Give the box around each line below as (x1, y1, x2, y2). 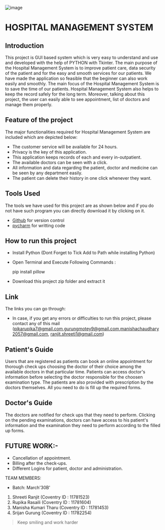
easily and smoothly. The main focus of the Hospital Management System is (5, 81, 159, 86)
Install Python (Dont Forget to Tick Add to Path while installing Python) (12, 250, 155, 256)
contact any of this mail (12, 321, 60, 327)
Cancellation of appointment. (12, 455, 71, 461)
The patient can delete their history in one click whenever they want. (12, 175, 152, 181)
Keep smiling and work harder (17, 519, 78, 525)
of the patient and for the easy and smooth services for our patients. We (5, 70, 152, 76)
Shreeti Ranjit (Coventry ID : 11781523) (12, 494, 90, 500)
